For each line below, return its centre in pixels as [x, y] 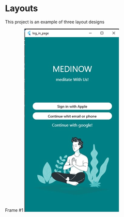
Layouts [22, 8]
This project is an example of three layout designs [55, 22]
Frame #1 [14, 210]
